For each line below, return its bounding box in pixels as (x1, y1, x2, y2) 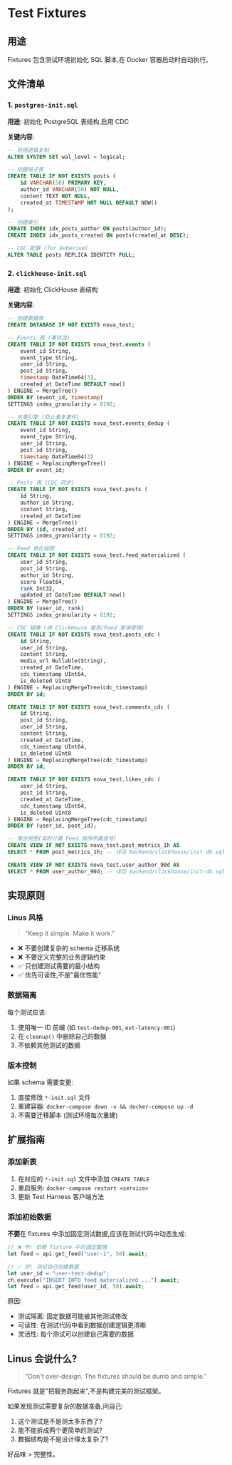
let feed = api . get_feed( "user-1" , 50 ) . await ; (7, 1250, 148, 1258)
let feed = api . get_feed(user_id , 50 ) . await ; (7, 1283, 144, 1290)
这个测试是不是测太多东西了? (17, 1417, 102, 1426)
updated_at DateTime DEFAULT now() (20, 592, 126, 599)
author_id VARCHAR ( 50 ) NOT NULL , (20, 186, 120, 193)
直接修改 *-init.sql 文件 (17, 1093, 91, 1102)
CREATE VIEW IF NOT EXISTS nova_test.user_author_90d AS (7, 861, 180, 868)
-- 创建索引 (7, 219, 39, 226)
